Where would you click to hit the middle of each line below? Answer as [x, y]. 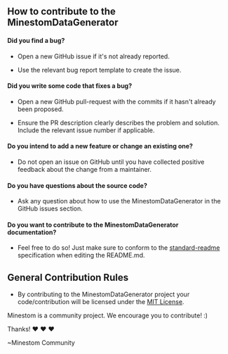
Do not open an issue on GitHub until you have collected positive [111, 162]
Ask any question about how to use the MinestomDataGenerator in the [119, 201]
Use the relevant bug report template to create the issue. [99, 70]
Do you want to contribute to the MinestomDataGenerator [93, 225]
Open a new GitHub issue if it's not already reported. [93, 56]
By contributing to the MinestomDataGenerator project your [103, 294]
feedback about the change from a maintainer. [85, 169]
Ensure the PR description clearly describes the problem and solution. [118, 122]
